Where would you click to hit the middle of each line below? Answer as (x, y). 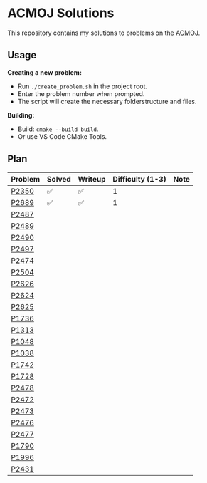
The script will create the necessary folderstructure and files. (107, 101)
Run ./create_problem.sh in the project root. (83, 86)
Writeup (92, 179)
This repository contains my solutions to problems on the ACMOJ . (104, 33)
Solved (59, 179)
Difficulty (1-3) (139, 179)
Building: (21, 115)
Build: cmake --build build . (58, 129)
